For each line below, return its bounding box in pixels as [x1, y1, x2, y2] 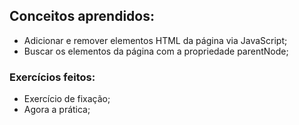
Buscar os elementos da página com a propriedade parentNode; [23, 45, 289, 57]
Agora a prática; [23, 104, 91, 116]
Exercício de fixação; [23, 93, 111, 105]
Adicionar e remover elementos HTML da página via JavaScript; [23, 34, 288, 46]
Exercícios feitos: [9, 70, 96, 84]
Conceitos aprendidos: [9, 8, 156, 25]
